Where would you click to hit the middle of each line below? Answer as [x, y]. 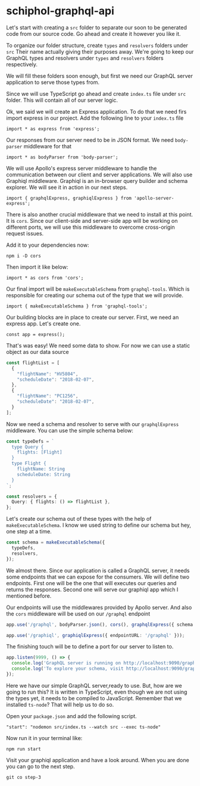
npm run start [24, 749]
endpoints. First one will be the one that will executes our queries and [91, 583]
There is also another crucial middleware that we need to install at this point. [100, 214]
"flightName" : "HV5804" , [48, 374]
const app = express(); [36, 334]
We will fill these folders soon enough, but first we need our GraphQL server [100, 76]
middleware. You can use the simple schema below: [70, 430]
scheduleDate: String [43, 474]
